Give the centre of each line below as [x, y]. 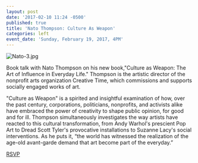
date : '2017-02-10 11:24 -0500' [46, 17]
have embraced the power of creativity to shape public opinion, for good [95, 111]
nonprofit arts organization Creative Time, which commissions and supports [99, 80]
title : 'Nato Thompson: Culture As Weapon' [61, 28]
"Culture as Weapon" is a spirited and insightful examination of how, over [96, 98]
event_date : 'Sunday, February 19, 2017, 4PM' [65, 39]
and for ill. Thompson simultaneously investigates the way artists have [92, 117]
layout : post [22, 12]
